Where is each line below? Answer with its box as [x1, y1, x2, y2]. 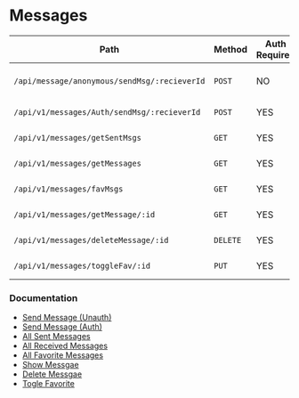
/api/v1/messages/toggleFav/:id [13, 260, 151, 271]
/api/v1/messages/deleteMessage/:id [13, 235, 169, 245]
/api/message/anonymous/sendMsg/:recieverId [13, 76, 206, 85]
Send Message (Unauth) [21, 313, 112, 323]
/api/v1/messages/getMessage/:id [13, 209, 156, 219]
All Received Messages [21, 340, 109, 352]
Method [213, 43, 247, 55]
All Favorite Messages [21, 350, 104, 361]
